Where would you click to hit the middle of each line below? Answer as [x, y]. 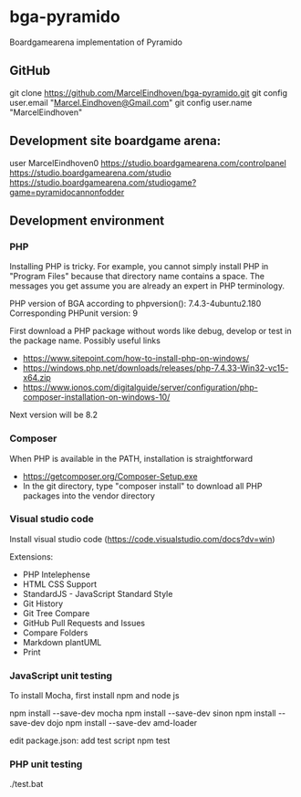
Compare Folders [55, 633]
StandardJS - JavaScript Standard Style [98, 593]
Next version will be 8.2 [54, 415]
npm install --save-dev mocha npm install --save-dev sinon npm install [143, 713]
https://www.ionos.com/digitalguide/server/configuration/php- [140, 388]
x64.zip [37, 378]
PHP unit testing [46, 764]
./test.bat [26, 784]
